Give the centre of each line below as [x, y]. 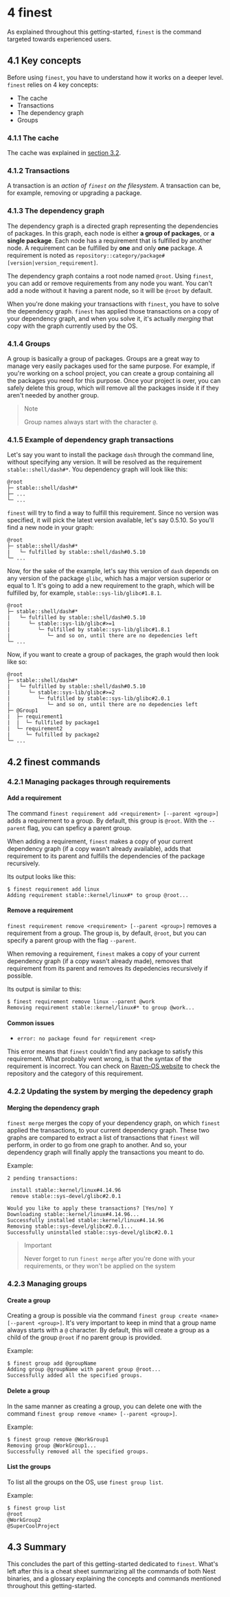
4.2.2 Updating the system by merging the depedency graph [110, 1091]
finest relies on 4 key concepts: [53, 85]
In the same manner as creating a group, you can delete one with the [105, 1406]
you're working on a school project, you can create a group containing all [111, 373]
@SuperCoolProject [33, 1526]
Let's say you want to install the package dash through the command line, [111, 455]
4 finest [30, 13]
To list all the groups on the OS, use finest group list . [85, 1482]
